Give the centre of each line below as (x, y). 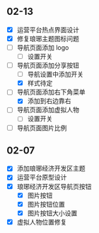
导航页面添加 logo (43, 47)
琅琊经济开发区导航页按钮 (54, 186)
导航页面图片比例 (42, 128)
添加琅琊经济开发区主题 (51, 168)
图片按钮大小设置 (52, 213)
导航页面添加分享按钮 (48, 65)
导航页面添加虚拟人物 (48, 110)
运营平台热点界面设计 (48, 29)
